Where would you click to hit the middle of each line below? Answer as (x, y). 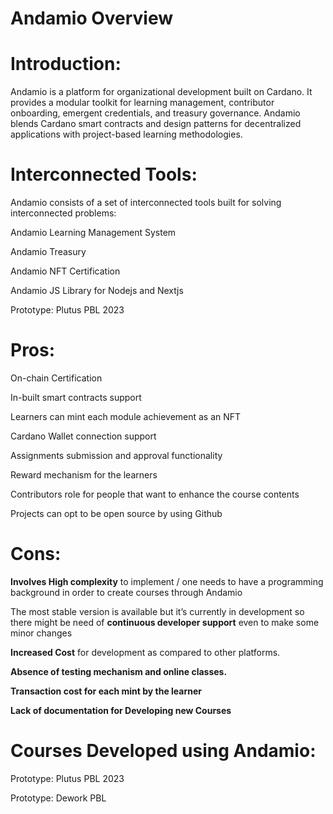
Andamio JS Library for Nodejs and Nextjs (97, 291)
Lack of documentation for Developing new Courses (121, 710)
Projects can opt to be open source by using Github (116, 513)
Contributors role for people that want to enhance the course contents (155, 494)
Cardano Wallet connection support (83, 436)
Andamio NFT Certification (65, 271)
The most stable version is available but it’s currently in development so (157, 611)
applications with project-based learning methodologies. (126, 134)
